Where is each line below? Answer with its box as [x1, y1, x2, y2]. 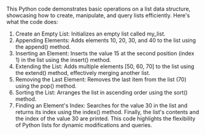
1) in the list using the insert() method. [15, 56, 112, 63]
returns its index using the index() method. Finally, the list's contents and [15, 109, 199, 115]
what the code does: [6, 18, 58, 25]
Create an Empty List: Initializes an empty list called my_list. [15, 30, 166, 37]
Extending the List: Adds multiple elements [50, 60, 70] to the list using [15, 63, 195, 70]
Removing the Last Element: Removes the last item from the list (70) [15, 76, 187, 83]
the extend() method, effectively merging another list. [15, 69, 150, 76]
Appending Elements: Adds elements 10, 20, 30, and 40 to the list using [15, 37, 196, 44]
